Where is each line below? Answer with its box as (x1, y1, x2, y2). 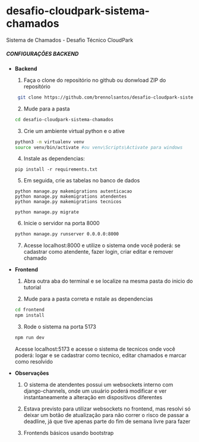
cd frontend (14, 307, 45, 313)
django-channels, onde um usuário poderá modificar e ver (23, 387, 167, 394)
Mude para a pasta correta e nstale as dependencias (23, 295, 153, 302)
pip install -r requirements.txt (14, 166, 98, 173)
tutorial (23, 284, 42, 291)
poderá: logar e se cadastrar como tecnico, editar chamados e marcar (14, 352, 187, 359)
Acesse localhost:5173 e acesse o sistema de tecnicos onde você (14, 345, 175, 352)
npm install (14, 312, 45, 318)
